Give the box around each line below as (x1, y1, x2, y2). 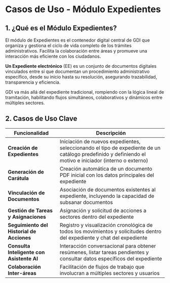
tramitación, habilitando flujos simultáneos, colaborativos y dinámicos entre (5, 95, 163, 100)
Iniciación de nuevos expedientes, (60, 138, 141, 145)
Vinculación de (8, 189, 45, 196)
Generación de (8, 168, 45, 175)
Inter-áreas (8, 269, 36, 276)
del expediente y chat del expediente (60, 234, 148, 241)
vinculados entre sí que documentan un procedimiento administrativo (5, 68, 150, 74)
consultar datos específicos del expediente (60, 255, 162, 262)
